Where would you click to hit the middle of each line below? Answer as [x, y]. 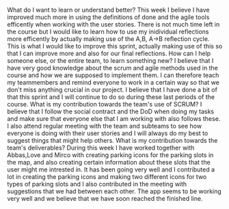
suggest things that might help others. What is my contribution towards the [112, 140]
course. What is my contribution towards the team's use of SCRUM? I [105, 104]
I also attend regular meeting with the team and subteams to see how [105, 126]
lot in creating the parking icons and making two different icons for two [107, 177]
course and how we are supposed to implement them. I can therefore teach [113, 75]
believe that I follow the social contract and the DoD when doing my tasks [110, 111]
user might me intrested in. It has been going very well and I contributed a [111, 169]
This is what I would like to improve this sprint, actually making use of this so [115, 46]
